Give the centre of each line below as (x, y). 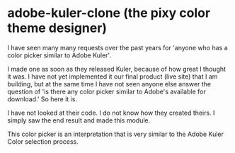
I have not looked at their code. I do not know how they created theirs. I (111, 113)
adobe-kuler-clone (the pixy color (109, 13)
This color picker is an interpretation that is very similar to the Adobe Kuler (116, 134)
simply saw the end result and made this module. (79, 120)
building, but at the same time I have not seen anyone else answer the (109, 84)
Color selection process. (43, 141)
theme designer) (57, 28)
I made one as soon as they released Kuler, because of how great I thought (117, 69)
